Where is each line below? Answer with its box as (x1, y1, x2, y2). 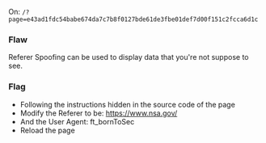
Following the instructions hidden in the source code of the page (19, 99, 236, 109)
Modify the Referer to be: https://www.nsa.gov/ (19, 108, 178, 118)
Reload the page (19, 125, 75, 135)
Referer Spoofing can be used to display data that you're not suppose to (8, 53, 249, 62)
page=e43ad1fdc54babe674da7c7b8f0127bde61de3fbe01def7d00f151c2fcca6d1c (8, 15, 259, 23)
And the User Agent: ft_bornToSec (19, 116, 135, 126)
